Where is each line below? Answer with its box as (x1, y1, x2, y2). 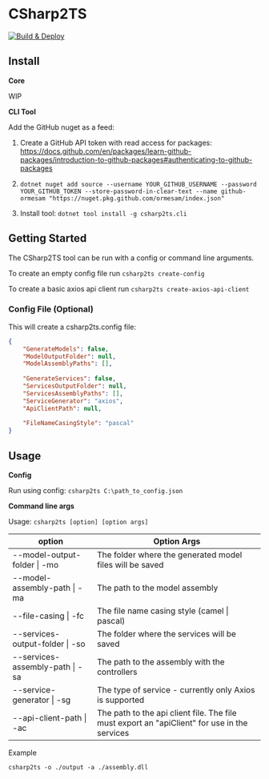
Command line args (8, 501, 74, 511)
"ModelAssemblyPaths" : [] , (22, 359, 113, 368)
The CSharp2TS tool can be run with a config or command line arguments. (8, 253, 255, 263)
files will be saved (97, 560, 164, 571)
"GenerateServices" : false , (22, 375, 116, 383)
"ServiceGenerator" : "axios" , (22, 397, 124, 405)
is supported (97, 694, 145, 705)
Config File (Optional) (8, 303, 94, 315)
